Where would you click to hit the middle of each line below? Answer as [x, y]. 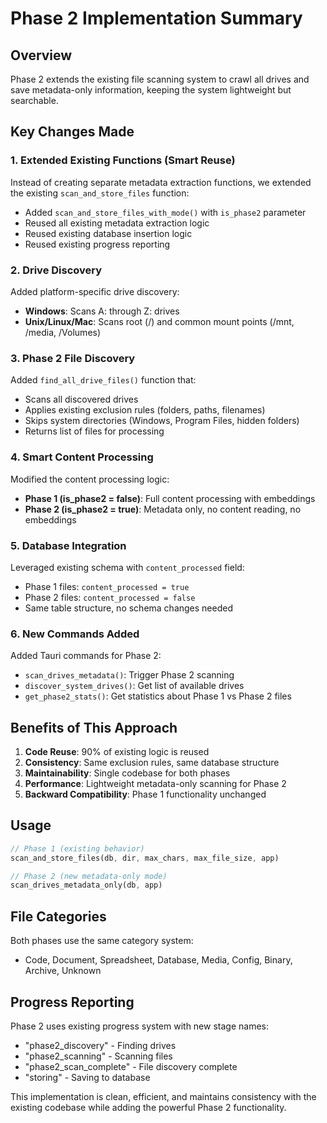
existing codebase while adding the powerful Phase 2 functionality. [148, 1107]
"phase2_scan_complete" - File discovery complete [131, 1066]
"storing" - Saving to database [87, 1077]
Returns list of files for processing [94, 431]
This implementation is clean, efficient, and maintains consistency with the [163, 1096]
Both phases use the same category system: [102, 941]
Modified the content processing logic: [90, 479]
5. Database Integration [68, 545]
